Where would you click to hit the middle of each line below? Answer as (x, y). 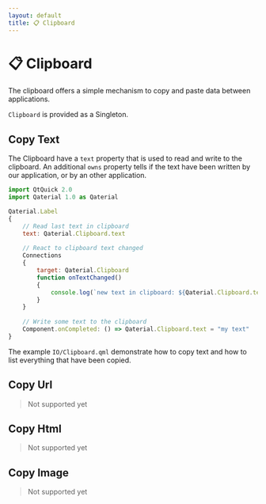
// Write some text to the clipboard (85, 322)
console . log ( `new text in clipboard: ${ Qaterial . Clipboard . (152, 292)
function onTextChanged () (80, 278)
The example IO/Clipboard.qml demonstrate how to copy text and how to (127, 351)
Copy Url (30, 385)
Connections (42, 256)
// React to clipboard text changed (83, 248)
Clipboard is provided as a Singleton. (68, 115)
